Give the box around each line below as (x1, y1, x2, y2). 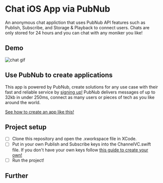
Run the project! (12, 157, 45, 163)
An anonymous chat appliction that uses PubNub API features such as (5, 19, 145, 25)
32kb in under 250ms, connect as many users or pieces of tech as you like (5, 94, 155, 100)
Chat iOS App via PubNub (5, 3, 110, 15)
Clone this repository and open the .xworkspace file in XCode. (12, 136, 137, 142)
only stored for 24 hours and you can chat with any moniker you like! (5, 30, 143, 36)
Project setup (5, 123, 47, 131)
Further (5, 171, 28, 180)
